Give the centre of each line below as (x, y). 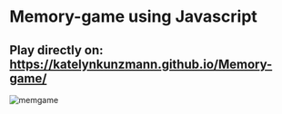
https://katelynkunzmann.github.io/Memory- (141, 64)
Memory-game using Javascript (133, 17)
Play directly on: (56, 50)
